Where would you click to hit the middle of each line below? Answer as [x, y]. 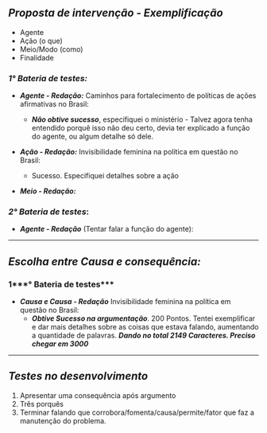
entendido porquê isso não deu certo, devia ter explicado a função [141, 128]
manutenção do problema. [63, 420]
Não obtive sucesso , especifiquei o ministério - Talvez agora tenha [142, 119]
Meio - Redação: [48, 191]
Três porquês [41, 404]
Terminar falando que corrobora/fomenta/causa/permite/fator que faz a [137, 412]
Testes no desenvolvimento [78, 376]
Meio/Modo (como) [51, 49]
